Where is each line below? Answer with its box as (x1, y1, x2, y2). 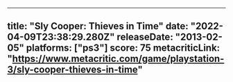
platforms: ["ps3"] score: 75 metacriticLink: (26, 42, 221, 54)
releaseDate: (116, 31, 173, 43)
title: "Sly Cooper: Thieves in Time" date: (7, 20, 189, 32)
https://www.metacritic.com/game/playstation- (12, 53, 225, 65)
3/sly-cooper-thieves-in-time (7, 64, 138, 76)
